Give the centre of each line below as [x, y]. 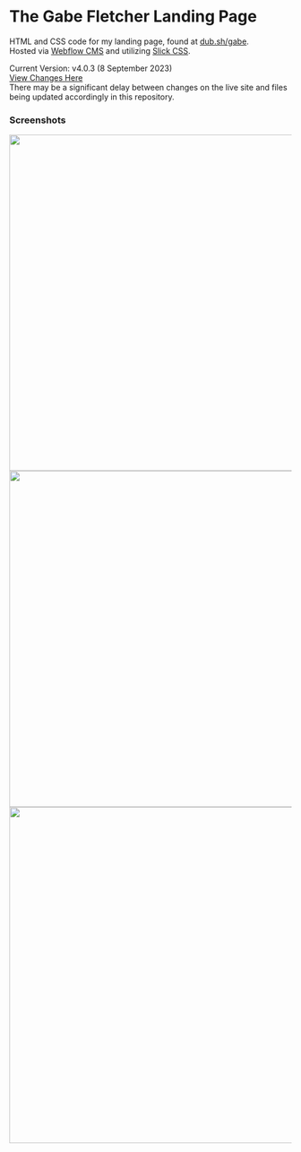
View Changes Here [46, 77]
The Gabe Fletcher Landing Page [133, 17]
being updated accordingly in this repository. [92, 97]
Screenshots [38, 120]
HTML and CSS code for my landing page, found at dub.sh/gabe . [129, 41]
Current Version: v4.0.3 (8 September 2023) [91, 68]
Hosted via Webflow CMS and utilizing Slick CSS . [100, 50]
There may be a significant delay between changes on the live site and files [149, 87]
